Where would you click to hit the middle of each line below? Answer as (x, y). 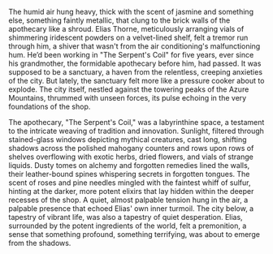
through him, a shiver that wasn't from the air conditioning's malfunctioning (134, 46)
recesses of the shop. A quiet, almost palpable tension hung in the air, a (128, 200)
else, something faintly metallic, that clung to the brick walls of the (119, 20)
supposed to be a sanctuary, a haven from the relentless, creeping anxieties (135, 72)
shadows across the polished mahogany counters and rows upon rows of (131, 148)
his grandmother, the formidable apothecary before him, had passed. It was (135, 63)
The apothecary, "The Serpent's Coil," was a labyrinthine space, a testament (136, 122)
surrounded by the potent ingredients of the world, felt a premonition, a (128, 226)
